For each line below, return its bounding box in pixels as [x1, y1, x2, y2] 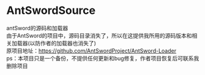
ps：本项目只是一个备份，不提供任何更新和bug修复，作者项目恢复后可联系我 [6, 54, 199, 62]
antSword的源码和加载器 [6, 24, 69, 31]
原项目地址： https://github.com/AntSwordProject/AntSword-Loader [6, 47, 176, 54]
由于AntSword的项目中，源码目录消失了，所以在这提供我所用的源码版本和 [6, 31, 192, 39]
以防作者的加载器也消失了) [29, 39, 97, 47]
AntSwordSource [6, 4, 96, 18]
